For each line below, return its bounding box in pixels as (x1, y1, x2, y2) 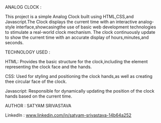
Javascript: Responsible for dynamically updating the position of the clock (5, 88, 155, 94)
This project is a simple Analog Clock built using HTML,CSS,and (5, 14, 134, 19)
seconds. (5, 40, 24, 46)
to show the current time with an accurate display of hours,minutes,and (5, 34, 149, 40)
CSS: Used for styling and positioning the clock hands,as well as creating (5, 74, 153, 79)
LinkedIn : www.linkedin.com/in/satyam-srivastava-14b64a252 (5, 112, 132, 118)
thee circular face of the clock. (5, 78, 67, 84)
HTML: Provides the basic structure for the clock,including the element (5, 59, 148, 64)
